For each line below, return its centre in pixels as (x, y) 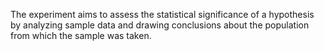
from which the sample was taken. (81, 35)
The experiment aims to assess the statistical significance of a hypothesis (162, 14)
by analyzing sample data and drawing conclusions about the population (160, 25)
